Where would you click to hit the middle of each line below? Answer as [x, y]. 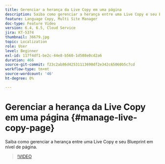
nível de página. [21, 147]
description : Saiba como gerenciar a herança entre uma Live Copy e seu [81, 14]
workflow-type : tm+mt [27, 69]
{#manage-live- [104, 117]
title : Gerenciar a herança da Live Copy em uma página [63, 10]
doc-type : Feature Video [30, 23]
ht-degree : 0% [20, 78]
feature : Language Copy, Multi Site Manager [51, 19]
